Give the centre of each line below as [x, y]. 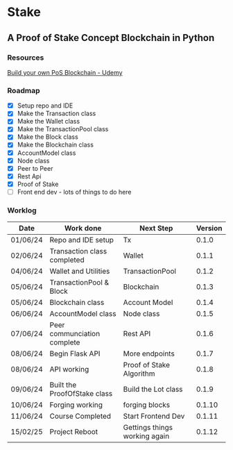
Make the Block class [48, 137]
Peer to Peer [35, 168]
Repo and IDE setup [82, 240]
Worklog [22, 210]
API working [69, 369]
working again [146, 436]
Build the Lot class [153, 390]
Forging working [76, 405]
